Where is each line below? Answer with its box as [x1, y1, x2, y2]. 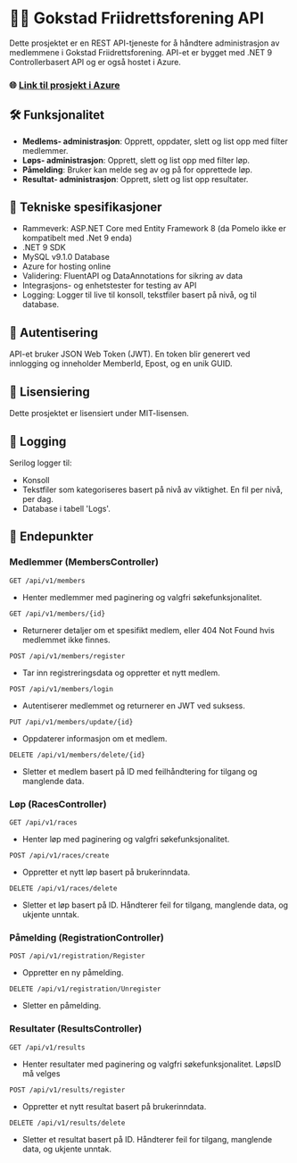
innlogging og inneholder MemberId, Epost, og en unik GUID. [9, 358, 234, 369]
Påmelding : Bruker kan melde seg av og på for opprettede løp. [21, 164, 252, 175]
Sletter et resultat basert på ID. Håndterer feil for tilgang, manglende [21, 1134, 273, 1144]
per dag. [21, 493, 54, 504]
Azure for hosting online [21, 261, 111, 272]
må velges [21, 1067, 61, 1079]
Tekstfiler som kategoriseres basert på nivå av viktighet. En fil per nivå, [21, 484, 284, 495]
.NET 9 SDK [21, 242, 66, 253]
